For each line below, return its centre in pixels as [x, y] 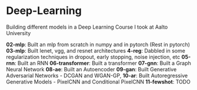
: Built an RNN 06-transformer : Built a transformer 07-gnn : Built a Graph [103, 63]
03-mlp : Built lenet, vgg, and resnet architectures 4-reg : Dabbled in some [96, 50]
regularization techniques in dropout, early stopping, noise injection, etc [93, 57]
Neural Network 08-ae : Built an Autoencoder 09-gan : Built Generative [91, 69]
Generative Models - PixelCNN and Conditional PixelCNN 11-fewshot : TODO [98, 82]
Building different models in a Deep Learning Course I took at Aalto [87, 27]
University [19, 33]
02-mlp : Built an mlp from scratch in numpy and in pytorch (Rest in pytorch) [98, 44]
